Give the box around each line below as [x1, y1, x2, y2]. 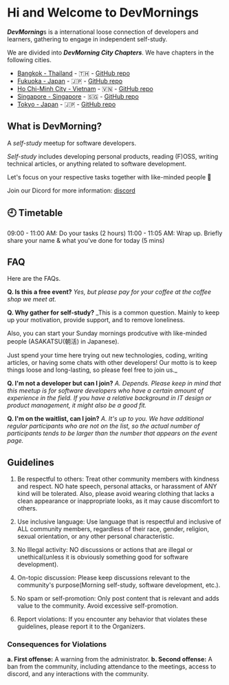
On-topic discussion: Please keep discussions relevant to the [17, 574, 190, 582]
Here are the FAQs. [7, 275, 61, 283]
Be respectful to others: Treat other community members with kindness [17, 475, 220, 484]
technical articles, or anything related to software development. [7, 159, 187, 168]
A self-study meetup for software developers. [7, 139, 136, 147]
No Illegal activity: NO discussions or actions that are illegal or [17, 546, 193, 554]
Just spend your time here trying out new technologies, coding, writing [7, 351, 208, 359]
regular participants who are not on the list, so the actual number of [7, 422, 200, 430]
